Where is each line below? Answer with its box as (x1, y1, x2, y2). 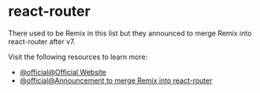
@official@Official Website (19, 67, 106, 76)
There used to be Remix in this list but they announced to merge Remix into (8, 28, 252, 38)
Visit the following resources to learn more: (8, 52, 148, 61)
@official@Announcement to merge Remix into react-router (19, 76, 213, 85)
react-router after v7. (8, 36, 76, 46)
